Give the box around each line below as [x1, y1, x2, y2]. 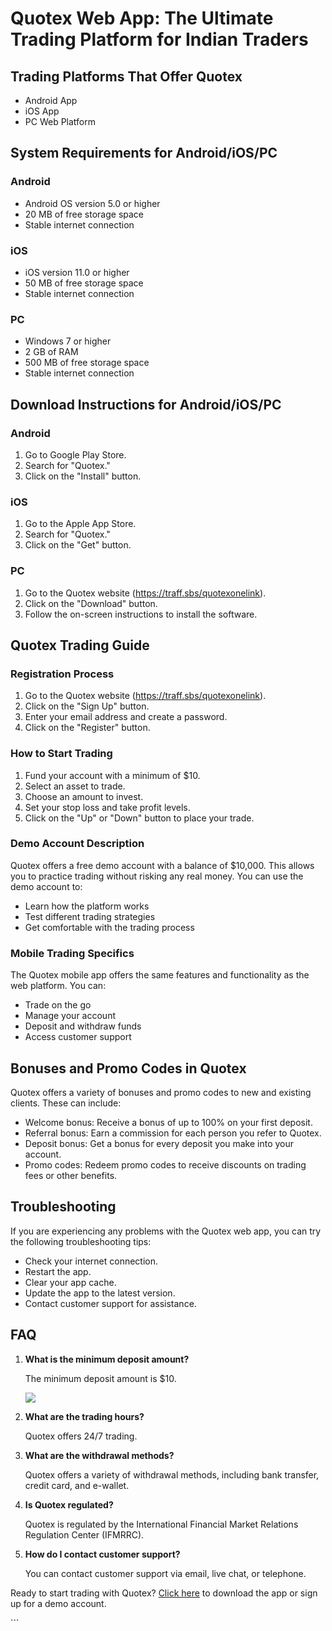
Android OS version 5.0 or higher [24, 197, 161, 209]
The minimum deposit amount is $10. [24, 1372, 177, 1384]
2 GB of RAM [24, 346, 79, 358]
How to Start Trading [10, 747, 113, 761]
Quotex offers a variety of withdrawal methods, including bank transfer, [24, 1468, 320, 1481]
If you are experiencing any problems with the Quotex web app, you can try [10, 1225, 322, 1237]
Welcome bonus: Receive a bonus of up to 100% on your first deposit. [24, 1116, 313, 1128]
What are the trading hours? [24, 1410, 145, 1422]
